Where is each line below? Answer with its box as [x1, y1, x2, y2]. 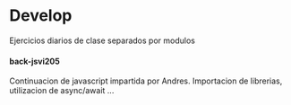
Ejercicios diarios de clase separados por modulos [9, 35, 195, 46]
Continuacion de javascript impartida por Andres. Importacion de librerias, [9, 75, 283, 86]
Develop [9, 5, 73, 26]
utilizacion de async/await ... [9, 85, 115, 96]
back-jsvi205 [9, 56, 60, 66]
